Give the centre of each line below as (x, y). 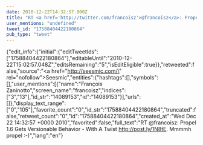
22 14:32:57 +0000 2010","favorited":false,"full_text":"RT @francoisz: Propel (101, 123)
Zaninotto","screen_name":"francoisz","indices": (66, 90)
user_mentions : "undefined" (42, 23)
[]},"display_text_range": (36, 103)
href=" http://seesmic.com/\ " (86, 71)
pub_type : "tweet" (29, 35)
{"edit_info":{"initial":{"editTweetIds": (52, 52)
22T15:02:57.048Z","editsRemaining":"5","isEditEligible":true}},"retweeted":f (101, 65)
